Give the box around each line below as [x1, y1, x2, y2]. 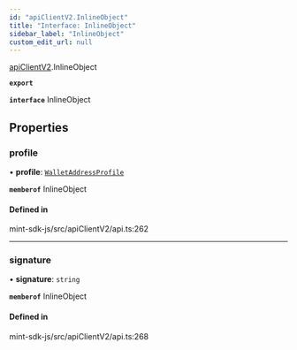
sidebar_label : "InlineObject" [9, 29, 125, 38]
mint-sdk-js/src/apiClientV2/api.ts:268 [9, 331, 148, 341]
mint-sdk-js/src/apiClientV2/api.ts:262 [9, 224, 148, 234]
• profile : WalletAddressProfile [9, 166, 125, 177]
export [9, 79, 34, 88]
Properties [9, 120, 69, 135]
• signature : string [9, 274, 80, 285]
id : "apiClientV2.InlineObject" [9, 12, 128, 22]
